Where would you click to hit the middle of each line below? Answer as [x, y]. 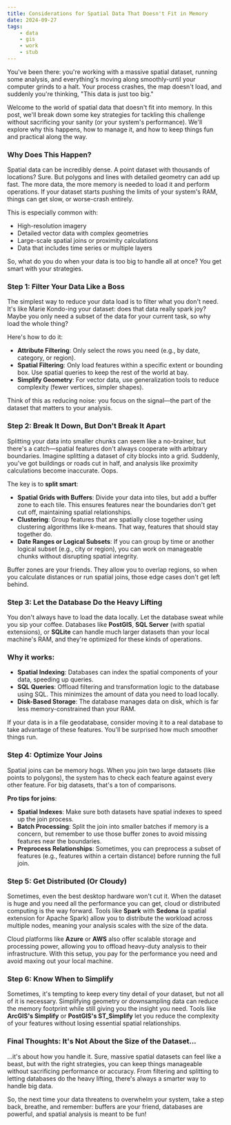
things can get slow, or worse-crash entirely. [70, 199]
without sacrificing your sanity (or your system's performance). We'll [105, 122]
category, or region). [46, 358]
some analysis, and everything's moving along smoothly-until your [101, 79]
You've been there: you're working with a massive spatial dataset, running [112, 72]
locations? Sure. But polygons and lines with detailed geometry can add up [113, 177]
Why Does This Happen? [49, 154]
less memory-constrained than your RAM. [77, 709]
